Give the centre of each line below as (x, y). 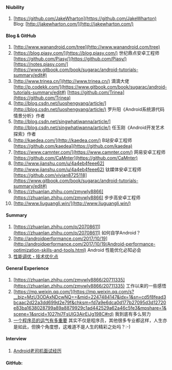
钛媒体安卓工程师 (123, 169)
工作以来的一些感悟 (146, 286)
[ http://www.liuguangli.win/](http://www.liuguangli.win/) (72, 203)
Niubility (15, 7)
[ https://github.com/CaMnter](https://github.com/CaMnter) (75, 158)
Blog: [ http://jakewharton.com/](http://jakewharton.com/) (73, 24)
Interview (16, 339)
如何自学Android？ (121, 232)
